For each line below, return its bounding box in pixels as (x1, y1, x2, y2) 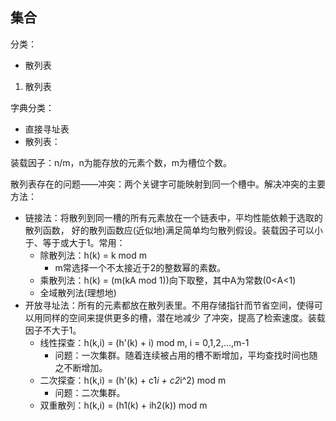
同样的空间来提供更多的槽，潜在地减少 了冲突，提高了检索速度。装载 (42, 311, 326, 323)
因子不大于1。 (24, 324, 82, 336)
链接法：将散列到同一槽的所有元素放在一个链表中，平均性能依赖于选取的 (24, 211, 323, 223)
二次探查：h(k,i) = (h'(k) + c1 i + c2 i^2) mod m (39, 374, 227, 386)
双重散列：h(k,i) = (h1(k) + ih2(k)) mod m (39, 399, 208, 411)
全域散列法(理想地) (39, 286, 117, 298)
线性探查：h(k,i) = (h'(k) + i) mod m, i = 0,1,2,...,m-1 (39, 336, 250, 348)
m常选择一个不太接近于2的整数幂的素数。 (54, 261, 227, 273)
